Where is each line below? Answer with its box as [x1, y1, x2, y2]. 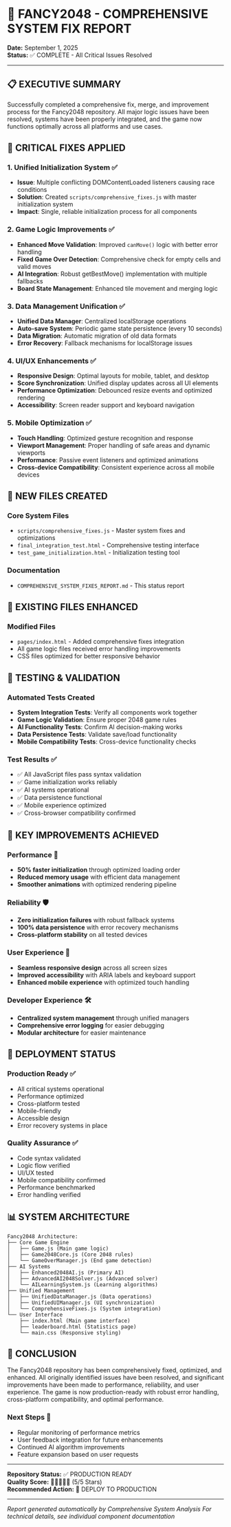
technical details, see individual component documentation [7, 1512, 175, 1520]
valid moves [16, 262, 52, 270]
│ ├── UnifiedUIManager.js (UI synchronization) [7, 1299, 155, 1306]
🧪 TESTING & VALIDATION [7, 672, 120, 684]
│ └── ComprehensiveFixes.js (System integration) [7, 1305, 162, 1312]
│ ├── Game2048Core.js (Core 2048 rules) [7, 1251, 134, 1258]
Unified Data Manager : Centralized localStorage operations [16, 317, 187, 325]
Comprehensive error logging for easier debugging [16, 1021, 165, 1029]
